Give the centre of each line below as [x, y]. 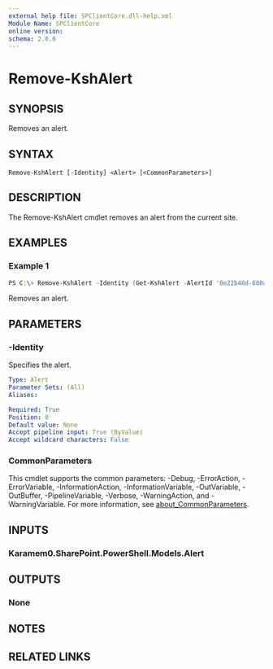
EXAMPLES [38, 243]
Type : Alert [28, 380]
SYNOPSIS [36, 109]
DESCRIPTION [45, 197]
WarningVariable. [37, 505]
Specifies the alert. [40, 365]
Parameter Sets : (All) [47, 387]
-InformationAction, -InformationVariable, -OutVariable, [149, 487]
